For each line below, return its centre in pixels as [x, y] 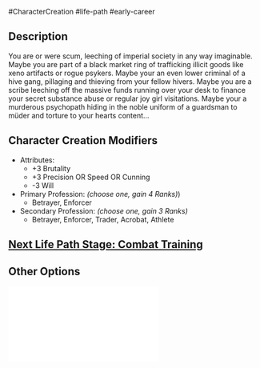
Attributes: [37, 160]
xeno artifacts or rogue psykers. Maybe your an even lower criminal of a [127, 73]
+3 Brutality [51, 168]
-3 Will [43, 185]
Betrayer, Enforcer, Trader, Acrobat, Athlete [103, 219]
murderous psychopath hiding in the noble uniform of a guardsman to [123, 106]
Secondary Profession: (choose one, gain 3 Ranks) [104, 210]
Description [38, 36]
